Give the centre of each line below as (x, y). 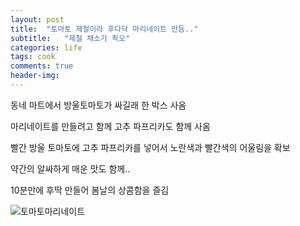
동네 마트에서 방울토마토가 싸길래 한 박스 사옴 (98, 105)
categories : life (46, 47)
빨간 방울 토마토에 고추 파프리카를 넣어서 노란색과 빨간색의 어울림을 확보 (150, 147)
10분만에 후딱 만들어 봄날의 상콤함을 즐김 (90, 190)
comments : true (42, 66)
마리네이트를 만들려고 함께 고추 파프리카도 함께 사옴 (110, 126)
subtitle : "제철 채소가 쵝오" (70, 38)
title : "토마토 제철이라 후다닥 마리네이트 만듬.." (104, 29)
